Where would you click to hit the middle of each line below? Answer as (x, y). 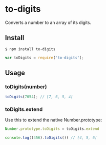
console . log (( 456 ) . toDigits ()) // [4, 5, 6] (51, 138)
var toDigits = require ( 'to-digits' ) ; (44, 58)
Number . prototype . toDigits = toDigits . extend (52, 129)
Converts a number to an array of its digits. (48, 22)
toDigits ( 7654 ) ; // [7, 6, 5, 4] (39, 97)
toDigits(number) (26, 86)
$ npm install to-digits (30, 49)
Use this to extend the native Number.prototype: (53, 120)
